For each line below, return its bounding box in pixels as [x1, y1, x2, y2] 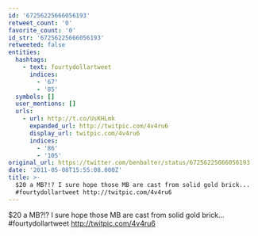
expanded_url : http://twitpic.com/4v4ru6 [29, 122, 169, 130]
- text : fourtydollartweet [22, 63, 112, 71]
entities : [8, 48, 41, 56]
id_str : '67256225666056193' [8, 33, 105, 42]
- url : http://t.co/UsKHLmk [22, 115, 115, 123]
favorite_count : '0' [8, 26, 77, 34]
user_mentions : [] [15, 100, 77, 108]
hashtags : [15, 56, 48, 64]
